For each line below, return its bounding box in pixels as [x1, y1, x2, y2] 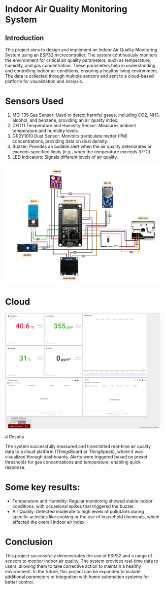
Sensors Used [5, 95, 64, 107]
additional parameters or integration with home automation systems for [5, 574, 149, 580]
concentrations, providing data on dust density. [12, 138, 108, 144]
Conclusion [5, 537, 53, 547]
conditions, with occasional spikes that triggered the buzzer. [12, 503, 135, 509]
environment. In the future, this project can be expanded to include [5, 569, 141, 575]
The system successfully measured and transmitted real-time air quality [5, 444, 151, 450]
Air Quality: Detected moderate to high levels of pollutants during [12, 508, 144, 515]
